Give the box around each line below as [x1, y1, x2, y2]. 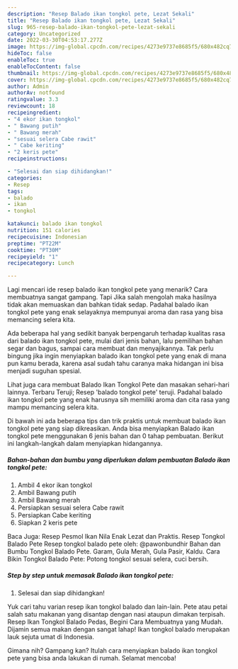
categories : [7, 174, 42, 181]
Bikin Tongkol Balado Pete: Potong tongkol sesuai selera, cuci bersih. [7, 555, 209, 564]
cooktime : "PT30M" [7, 246, 62, 253]
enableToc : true [7, 57, 55, 64]
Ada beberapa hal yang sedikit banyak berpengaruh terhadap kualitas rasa [7, 329, 225, 338]
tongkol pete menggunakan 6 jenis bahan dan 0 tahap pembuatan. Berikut [7, 432, 224, 440]
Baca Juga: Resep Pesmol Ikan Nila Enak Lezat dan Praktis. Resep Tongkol [7, 532, 225, 541]
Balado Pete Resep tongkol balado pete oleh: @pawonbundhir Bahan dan [7, 539, 221, 549]
